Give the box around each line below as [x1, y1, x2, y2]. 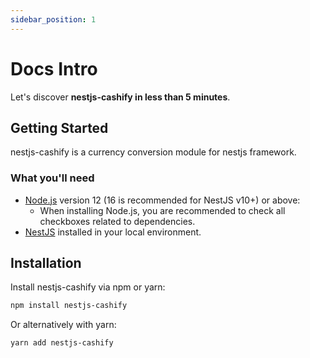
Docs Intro [10, 57, 98, 80]
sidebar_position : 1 [10, 14, 97, 25]
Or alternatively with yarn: [10, 319, 117, 331]
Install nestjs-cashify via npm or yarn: [10, 281, 166, 293]
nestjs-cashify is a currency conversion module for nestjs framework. [10, 146, 297, 158]
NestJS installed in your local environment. [24, 226, 202, 238]
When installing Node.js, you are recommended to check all [39, 204, 286, 216]
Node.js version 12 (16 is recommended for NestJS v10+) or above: [24, 194, 301, 206]
